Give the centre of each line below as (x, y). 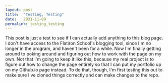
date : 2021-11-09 (26, 19)
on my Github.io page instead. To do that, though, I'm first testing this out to (84, 70)
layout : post (19, 10)
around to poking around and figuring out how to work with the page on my (83, 54)
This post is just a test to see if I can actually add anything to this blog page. (84, 38)
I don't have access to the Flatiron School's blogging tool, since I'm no (78, 43)
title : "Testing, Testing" (35, 14)
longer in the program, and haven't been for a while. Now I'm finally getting (83, 48)
